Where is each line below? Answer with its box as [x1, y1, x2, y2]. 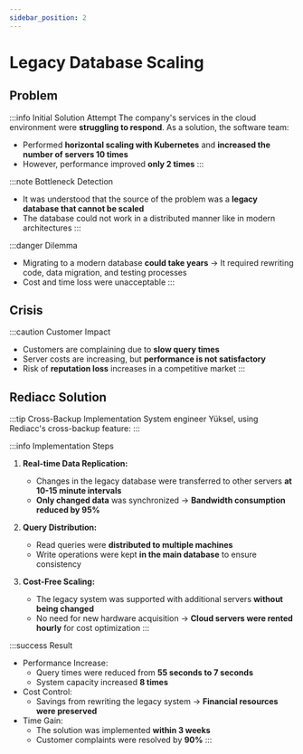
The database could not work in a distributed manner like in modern [22, 212, 276, 223]
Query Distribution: [22, 522, 98, 533]
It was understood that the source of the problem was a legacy [22, 193, 258, 204]
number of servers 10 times [22, 148, 128, 159]
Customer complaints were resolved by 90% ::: [35, 734, 213, 746]
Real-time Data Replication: [22, 458, 128, 469]
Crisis [9, 303, 43, 318]
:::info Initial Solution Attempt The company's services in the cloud [9, 112, 257, 123]
